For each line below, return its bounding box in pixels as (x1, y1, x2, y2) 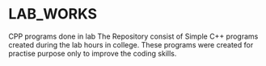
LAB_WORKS (8, 5, 98, 23)
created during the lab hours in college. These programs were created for (8, 39, 254, 49)
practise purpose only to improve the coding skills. (8, 48, 177, 58)
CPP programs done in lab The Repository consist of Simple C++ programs (8, 31, 259, 41)
